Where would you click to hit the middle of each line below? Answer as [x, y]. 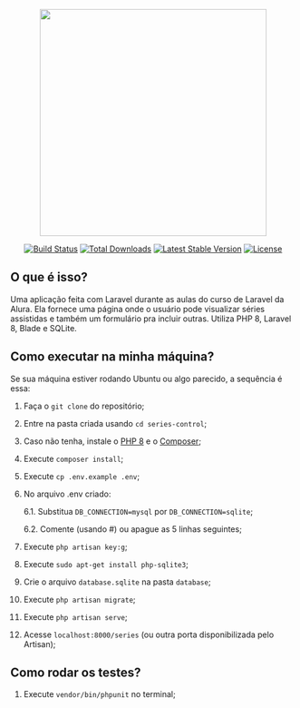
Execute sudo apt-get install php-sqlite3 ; [106, 564]
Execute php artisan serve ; [75, 616]
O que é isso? [49, 277]
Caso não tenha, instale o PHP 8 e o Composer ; [112, 441]
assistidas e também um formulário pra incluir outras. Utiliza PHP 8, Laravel [151, 319]
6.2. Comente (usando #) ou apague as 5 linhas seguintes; [133, 529]
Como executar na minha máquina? [112, 357]
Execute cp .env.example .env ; [81, 476]
